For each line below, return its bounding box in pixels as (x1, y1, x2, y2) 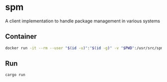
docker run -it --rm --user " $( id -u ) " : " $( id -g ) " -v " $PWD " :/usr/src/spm (5, 45, 164, 51)
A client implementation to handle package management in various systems (5, 18, 161, 24)
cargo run (5, 73, 26, 78)
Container (5, 32, 37, 41)
